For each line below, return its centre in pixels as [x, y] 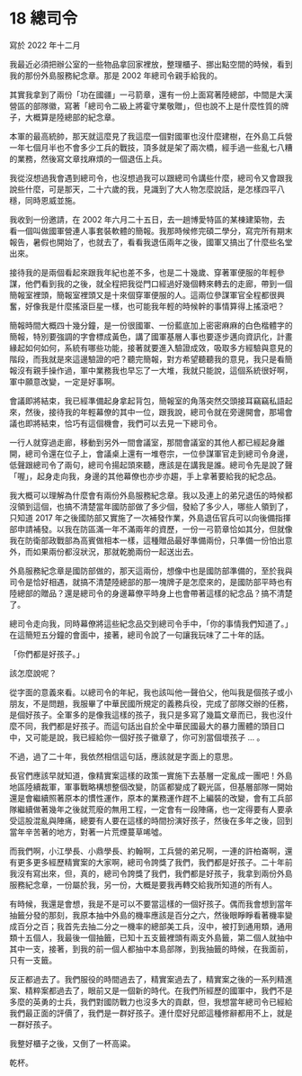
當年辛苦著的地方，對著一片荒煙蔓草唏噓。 [88, 832]
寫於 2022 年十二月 [45, 45]
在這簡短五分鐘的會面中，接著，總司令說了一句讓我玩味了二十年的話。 [139, 635]
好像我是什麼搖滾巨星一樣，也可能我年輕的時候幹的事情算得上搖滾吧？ [155, 306]
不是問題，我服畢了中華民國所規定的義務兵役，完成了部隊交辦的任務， [163, 703]
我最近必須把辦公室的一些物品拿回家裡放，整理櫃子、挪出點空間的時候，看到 [151, 64]
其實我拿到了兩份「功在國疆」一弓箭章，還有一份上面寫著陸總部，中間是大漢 [151, 95]
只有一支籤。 [33, 960]
